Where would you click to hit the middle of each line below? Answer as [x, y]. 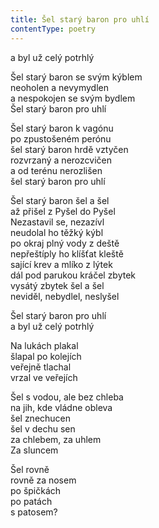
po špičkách [36, 490]
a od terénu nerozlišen [56, 170]
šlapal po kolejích [46, 356]
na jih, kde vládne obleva [61, 407]
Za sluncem [34, 450]
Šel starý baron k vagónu [62, 128]
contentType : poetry [53, 29]
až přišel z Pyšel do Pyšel [63, 211]
